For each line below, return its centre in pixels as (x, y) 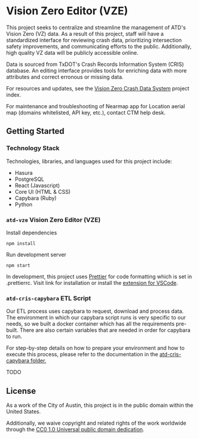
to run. (14, 337)
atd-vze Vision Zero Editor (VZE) (53, 219)
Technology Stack (33, 148)
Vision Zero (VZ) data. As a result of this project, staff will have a (85, 33)
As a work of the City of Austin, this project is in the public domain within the (100, 405)
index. (14, 95)
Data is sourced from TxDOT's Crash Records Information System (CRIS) (95, 64)
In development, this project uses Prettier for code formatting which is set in (99, 276)
